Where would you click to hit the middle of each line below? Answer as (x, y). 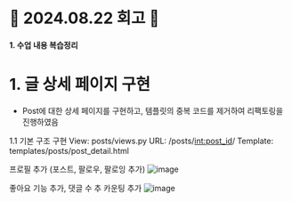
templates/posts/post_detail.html (69, 150)
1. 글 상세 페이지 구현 (80, 84)
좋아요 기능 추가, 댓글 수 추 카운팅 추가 (76, 188)
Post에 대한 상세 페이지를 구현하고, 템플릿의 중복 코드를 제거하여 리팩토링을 (152, 110)
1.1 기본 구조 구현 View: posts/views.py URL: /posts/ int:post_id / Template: (142, 141)
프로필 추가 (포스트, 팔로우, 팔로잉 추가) (77, 169)
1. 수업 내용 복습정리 (44, 44)
